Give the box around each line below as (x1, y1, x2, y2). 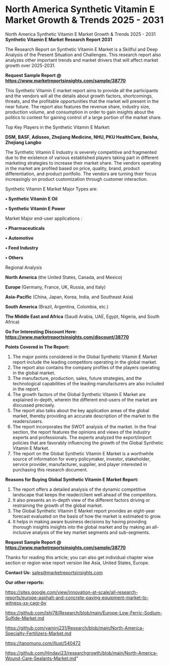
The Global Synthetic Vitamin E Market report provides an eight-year (12, 507, 155, 514)
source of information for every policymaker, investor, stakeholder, (12, 456, 151, 462)
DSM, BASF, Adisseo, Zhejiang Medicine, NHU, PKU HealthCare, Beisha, (5, 134, 159, 140)
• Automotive (5, 234, 34, 241)
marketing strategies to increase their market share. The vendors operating (5, 160, 161, 166)
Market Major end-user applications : (5, 215, 82, 221)
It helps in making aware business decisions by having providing (12, 518, 147, 525)
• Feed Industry (5, 245, 39, 251)
